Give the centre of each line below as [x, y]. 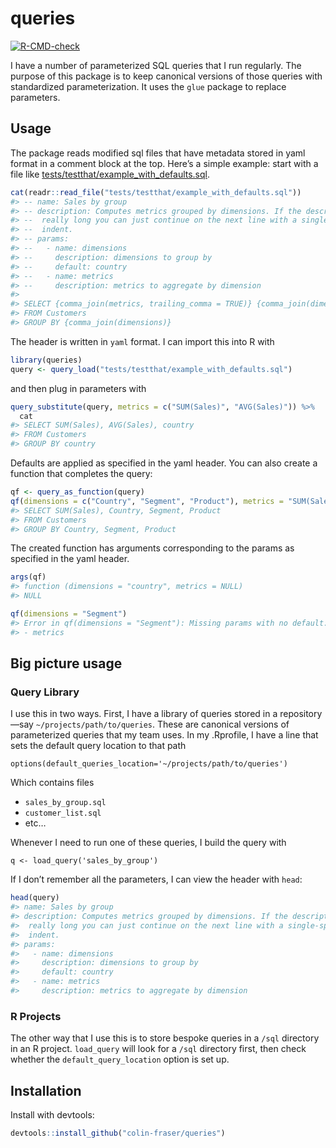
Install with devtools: [52, 1115]
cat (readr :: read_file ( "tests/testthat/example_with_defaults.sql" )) [156, 192]
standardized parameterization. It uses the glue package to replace [148, 86]
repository [301, 714]
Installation [46, 1090]
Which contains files [52, 783]
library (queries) [46, 360]
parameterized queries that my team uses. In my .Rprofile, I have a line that [164, 735]
